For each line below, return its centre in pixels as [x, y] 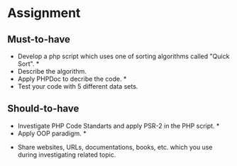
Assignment [44, 13]
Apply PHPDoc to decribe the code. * [72, 79]
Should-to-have [43, 109]
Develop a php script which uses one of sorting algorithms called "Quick [123, 56]
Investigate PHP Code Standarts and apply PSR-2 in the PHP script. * [118, 126]
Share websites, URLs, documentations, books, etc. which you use [115, 147]
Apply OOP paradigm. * [52, 133]
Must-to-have [39, 39]
